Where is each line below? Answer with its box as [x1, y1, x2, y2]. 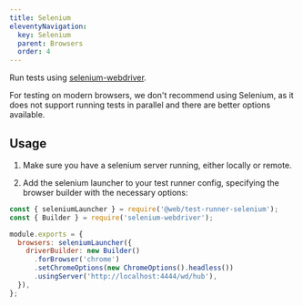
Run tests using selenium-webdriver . [9, 72, 147, 83]
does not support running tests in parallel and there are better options [9, 99, 271, 110]
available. [9, 109, 45, 120]
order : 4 [17, 47, 51, 56]
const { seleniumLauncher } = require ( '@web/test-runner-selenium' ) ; [9, 204, 279, 214]
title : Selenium [9, 13, 71, 23]
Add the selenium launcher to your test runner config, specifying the [22, 177, 279, 188]
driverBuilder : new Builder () [25, 247, 141, 256]
